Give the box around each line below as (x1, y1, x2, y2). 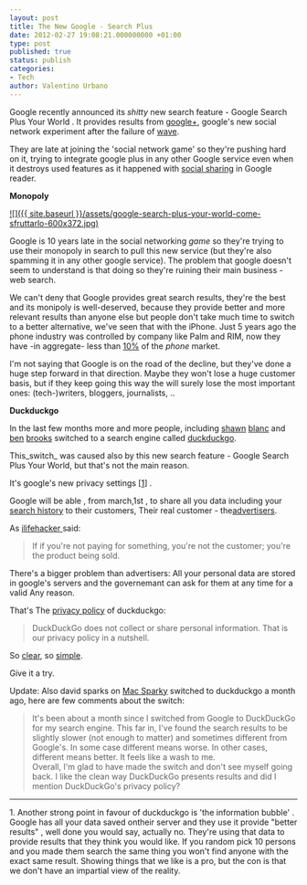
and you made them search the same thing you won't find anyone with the (9, 846, 290, 857)
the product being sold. (31, 550, 121, 561)
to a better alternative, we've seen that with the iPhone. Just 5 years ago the (9, 321, 297, 332)
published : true (9, 47, 71, 57)
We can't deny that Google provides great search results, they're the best (9, 291, 286, 302)
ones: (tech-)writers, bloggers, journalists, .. (9, 387, 175, 398)
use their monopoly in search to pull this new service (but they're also (9, 245, 272, 256)
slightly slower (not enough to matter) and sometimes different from (31, 732, 288, 743)
